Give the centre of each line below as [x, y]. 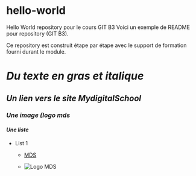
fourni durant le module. [36, 51]
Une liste [17, 130]
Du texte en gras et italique [75, 76]
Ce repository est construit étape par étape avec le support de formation [96, 45]
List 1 [21, 143]
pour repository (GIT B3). [37, 33]
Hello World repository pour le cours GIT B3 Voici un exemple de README [98, 27]
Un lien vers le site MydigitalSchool [74, 98]
